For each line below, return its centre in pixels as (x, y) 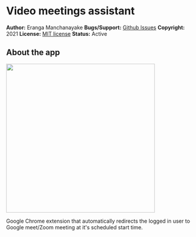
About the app (33, 53)
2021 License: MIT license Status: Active (57, 33)
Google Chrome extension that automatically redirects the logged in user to (98, 221)
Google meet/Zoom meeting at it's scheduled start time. (75, 227)
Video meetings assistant (71, 11)
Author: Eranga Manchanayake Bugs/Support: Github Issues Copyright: (96, 27)
